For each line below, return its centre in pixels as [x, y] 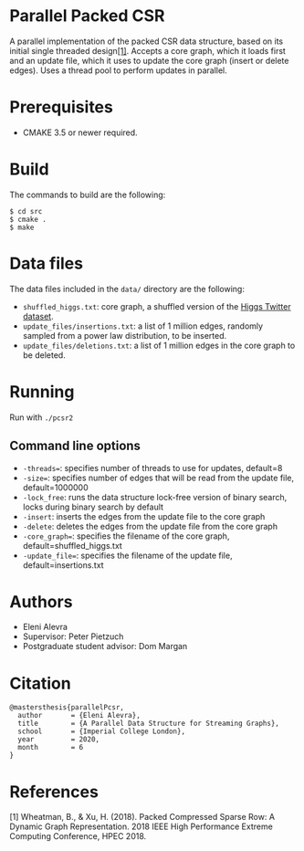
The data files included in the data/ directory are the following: [127, 289]
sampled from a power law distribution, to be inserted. [125, 335]
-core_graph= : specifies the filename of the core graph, [126, 536]
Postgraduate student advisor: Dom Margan [105, 646]
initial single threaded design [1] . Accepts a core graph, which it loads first [147, 50]
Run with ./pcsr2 [42, 417]
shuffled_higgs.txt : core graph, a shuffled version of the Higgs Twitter [157, 306]
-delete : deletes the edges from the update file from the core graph [150, 526]
